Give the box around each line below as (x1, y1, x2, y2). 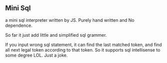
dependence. (5, 22, 32, 28)
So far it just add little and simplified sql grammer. (5, 32, 107, 38)
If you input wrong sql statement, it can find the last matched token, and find (5, 42, 162, 48)
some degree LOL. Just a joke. (5, 52, 68, 58)
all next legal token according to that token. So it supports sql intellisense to (5, 47, 161, 53)
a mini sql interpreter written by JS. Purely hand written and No (5, 17, 135, 23)
